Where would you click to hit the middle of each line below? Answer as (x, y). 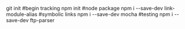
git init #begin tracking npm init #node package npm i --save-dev (85, 8)
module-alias (22, 14)
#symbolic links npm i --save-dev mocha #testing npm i (106, 14)
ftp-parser (42, 20)
